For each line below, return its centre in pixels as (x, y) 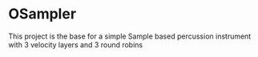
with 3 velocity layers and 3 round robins (75, 44)
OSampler (42, 14)
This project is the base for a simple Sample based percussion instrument (130, 36)
